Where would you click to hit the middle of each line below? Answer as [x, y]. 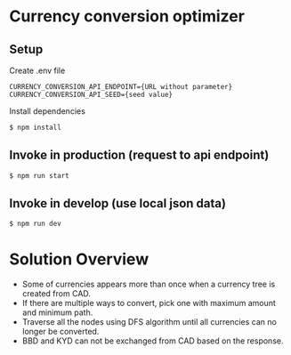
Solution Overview [79, 259]
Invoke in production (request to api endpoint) [139, 155]
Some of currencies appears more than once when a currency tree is [149, 284]
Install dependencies [48, 111]
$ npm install [36, 127]
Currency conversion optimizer [127, 16]
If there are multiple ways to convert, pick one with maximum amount [149, 303]
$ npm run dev [36, 224]
